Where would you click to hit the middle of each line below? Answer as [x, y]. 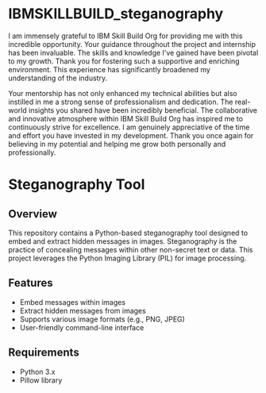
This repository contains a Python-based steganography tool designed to [128, 233]
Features [31, 283]
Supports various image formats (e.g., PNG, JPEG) [102, 319]
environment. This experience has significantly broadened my [109, 69]
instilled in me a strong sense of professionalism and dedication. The [121, 102]
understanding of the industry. [58, 78]
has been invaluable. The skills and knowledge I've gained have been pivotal [133, 52]
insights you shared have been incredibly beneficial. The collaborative [143, 110]
